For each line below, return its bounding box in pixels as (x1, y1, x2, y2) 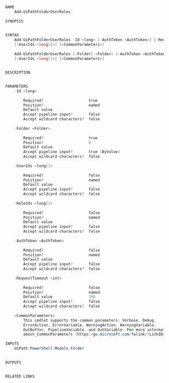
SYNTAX (5, 33, 19, 38)
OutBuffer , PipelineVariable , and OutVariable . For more (23, 327, 145, 332)
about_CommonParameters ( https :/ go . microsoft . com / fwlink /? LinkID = (23, 332, 165, 337)
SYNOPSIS (5, 19, 24, 24)
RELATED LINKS (5, 374, 35, 379)
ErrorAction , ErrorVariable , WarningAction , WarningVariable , (23, 323, 156, 328)
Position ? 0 (23, 140, 92, 145)
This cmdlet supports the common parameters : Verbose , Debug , (23, 318, 156, 323)
